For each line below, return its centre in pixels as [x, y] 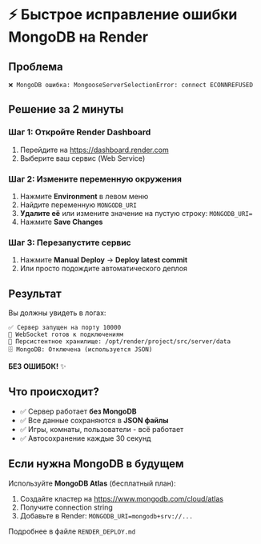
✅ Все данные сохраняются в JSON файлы [94, 420]
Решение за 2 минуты [66, 109]
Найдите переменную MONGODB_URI [78, 205]
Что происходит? [54, 392]
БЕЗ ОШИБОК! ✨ [37, 366]
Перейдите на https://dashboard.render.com [94, 150]
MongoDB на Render [78, 37]
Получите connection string [66, 507]
